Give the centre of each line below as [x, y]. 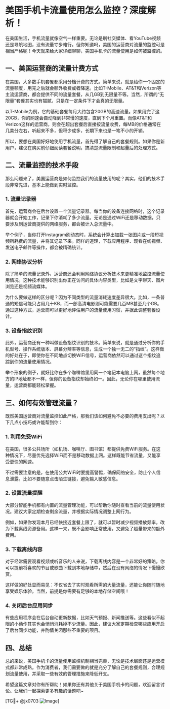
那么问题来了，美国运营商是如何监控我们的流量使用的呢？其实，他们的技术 [83, 178]
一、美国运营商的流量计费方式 [52, 68]
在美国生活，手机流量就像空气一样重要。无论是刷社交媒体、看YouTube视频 [83, 38]
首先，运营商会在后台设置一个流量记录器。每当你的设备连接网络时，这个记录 [85, 211]
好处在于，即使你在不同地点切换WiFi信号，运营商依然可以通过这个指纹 [83, 356]
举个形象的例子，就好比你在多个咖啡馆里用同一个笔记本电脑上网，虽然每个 [83, 373]
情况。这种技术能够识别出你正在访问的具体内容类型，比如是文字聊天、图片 [87, 280]
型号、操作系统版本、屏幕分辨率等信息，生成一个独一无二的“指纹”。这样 [85, 349]
